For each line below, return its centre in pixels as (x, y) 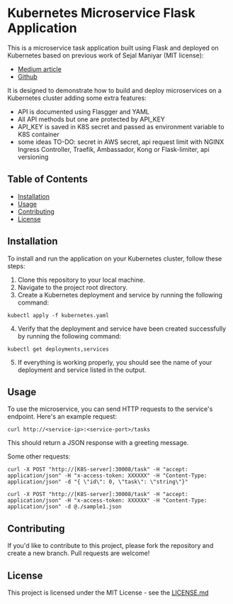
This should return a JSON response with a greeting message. (98, 443)
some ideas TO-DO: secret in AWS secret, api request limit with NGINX (121, 142)
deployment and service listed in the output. (82, 370)
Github (27, 77)
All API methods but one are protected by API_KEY (91, 119)
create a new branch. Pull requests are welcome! (79, 553)
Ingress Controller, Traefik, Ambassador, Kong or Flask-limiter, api (114, 149)
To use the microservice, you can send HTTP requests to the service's (110, 409)
